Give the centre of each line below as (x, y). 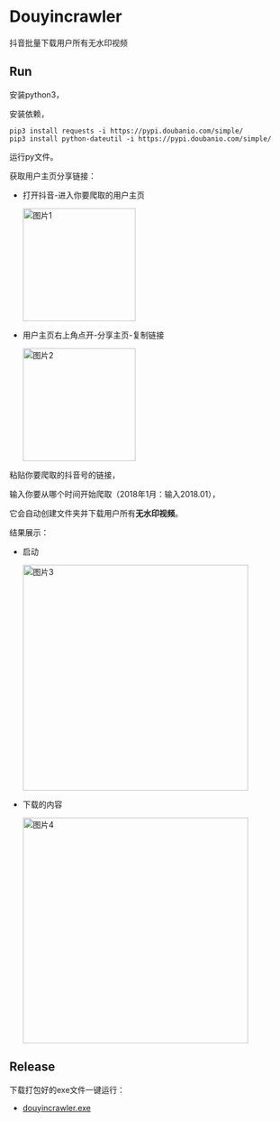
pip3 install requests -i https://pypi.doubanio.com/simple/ (126, 131)
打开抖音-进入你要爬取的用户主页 (84, 195)
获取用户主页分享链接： (53, 176)
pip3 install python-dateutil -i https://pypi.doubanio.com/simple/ (140, 139)
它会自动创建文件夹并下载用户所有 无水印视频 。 (96, 513)
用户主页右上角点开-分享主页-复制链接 (93, 335)
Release (32, 1067)
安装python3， (37, 94)
